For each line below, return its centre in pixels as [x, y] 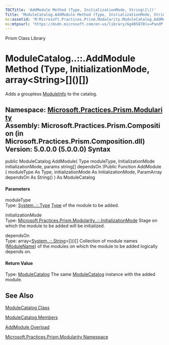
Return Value [19, 263]
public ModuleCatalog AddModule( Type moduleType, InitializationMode [80, 161]
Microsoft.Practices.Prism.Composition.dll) [75, 141]
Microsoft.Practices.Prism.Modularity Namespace [57, 337]
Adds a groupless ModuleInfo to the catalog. [51, 94]
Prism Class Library [25, 38]
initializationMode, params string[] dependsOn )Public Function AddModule [83, 166]
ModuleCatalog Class [27, 308]
